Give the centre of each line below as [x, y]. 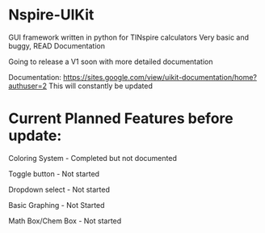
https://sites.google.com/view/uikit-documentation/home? [160, 77]
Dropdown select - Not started [59, 189]
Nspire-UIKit [51, 15]
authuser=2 [27, 86]
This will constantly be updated [101, 86]
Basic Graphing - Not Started [57, 205]
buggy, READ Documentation [57, 45]
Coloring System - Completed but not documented [93, 158]
